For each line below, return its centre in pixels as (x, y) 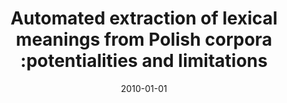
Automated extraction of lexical (144, 18)
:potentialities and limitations (144, 61)
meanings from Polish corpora (144, 39)
